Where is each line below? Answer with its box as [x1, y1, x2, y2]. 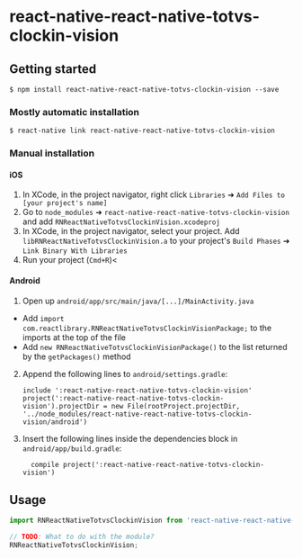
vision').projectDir [22, 401, 100, 410]
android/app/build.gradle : [22, 443, 122, 454]
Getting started [9, 61, 97, 76]
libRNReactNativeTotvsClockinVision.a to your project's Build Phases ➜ [22, 236, 290, 247]
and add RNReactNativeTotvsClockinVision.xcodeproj [22, 216, 220, 227]
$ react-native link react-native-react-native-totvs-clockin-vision [9, 126, 276, 136]
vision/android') [22, 417, 88, 427]
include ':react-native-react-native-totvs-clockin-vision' [22, 385, 253, 395]
